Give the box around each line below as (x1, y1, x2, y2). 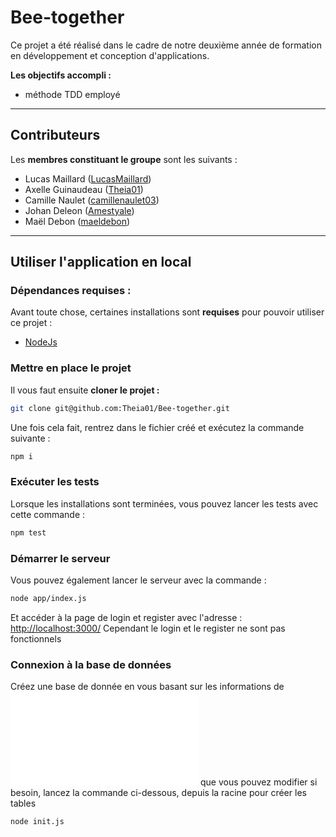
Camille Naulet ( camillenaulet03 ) (24, 194, 160, 206)
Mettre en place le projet (10, 361, 132, 375)
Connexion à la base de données (10, 657, 172, 671)
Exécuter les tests (10, 475, 100, 489)
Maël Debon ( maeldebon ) (24, 215, 131, 227)
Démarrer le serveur (10, 551, 111, 565)
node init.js (10, 817, 65, 827)
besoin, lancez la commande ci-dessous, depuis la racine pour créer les (10, 787, 307, 799)
